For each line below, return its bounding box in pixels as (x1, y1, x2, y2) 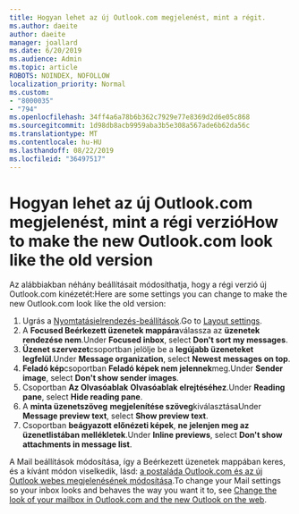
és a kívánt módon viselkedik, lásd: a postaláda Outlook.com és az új (9, 466, 263, 476)
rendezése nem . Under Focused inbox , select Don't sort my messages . (21, 334, 288, 345)
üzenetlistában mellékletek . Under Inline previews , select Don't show (21, 430, 283, 441)
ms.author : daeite (9, 21, 78, 30)
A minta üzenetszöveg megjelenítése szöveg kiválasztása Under (21, 401, 261, 412)
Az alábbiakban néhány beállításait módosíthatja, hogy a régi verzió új (9, 279, 267, 291)
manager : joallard (9, 38, 78, 47)
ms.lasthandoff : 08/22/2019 (9, 146, 115, 155)
